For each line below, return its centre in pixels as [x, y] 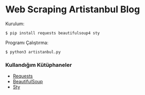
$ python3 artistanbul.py [33, 52]
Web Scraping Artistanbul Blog [73, 9]
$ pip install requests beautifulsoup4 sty [53, 33]
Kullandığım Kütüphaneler [39, 65]
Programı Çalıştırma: [27, 43]
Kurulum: [15, 24]
